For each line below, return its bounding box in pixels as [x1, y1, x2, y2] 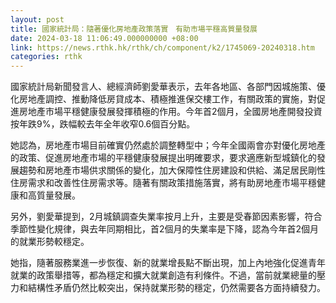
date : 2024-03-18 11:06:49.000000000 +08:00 [10, 33, 199, 43]
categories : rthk [10, 52, 83, 62]
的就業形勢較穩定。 [10, 236, 90, 248]
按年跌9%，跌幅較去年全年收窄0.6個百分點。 [10, 118, 196, 130]
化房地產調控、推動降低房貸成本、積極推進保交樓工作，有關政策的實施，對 [10, 93, 317, 105]
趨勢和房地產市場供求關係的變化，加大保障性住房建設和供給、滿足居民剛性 [18, 164, 326, 176]
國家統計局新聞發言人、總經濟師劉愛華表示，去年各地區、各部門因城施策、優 [10, 81, 326, 93]
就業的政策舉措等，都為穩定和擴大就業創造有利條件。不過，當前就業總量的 [10, 269, 317, 281]
